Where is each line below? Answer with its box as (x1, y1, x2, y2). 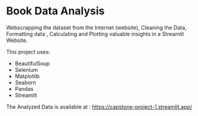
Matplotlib (14, 72, 40, 80)
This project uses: (6, 48, 51, 55)
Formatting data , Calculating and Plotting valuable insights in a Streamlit (6, 30, 184, 37)
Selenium (14, 66, 38, 73)
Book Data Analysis (6, 4, 105, 18)
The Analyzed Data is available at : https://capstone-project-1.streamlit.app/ (6, 103, 193, 110)
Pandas (14, 85, 34, 92)
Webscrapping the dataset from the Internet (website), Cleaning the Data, (6, 24, 187, 31)
